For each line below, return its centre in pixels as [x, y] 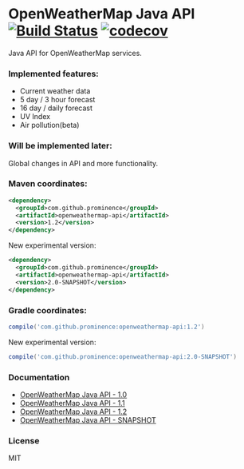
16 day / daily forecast [56, 108]
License [24, 440]
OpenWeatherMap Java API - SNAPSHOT [88, 419]
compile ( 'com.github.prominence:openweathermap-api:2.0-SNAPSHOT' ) [123, 356]
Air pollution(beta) [49, 125]
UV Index [35, 117]
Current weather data [55, 91]
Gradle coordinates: [48, 310]
